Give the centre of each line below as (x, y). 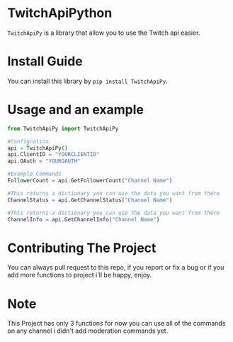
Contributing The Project (82, 248)
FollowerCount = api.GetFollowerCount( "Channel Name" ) (90, 181)
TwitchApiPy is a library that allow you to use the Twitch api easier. (104, 33)
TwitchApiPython (60, 13)
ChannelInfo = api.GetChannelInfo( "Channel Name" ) (84, 219)
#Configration (28, 141)
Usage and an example (75, 110)
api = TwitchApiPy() (38, 148)
